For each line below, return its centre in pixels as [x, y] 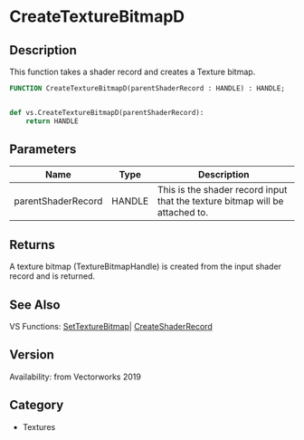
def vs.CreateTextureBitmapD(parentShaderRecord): [107, 112]
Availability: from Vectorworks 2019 [76, 377]
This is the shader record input [222, 190]
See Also [35, 305]
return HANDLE [52, 121]
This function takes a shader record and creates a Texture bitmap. [133, 72]
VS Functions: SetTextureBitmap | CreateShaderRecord [111, 327]
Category [37, 405]
